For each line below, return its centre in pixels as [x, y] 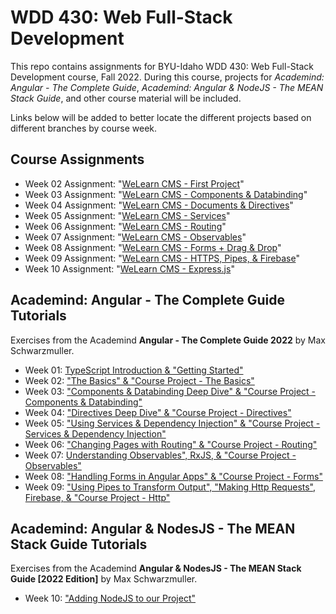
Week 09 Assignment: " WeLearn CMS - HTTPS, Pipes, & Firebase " [162, 258]
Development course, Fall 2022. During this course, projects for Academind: [167, 77]
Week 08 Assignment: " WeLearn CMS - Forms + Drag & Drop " [153, 247]
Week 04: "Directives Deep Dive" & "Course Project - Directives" [158, 412]
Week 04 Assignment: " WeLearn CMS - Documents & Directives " [159, 205]
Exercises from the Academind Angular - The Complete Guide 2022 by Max [168, 340]
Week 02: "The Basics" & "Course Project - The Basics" [139, 380]
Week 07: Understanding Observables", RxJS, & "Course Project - [160, 455]
